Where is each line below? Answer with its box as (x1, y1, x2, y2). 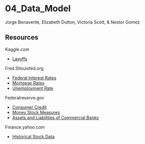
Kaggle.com (5, 46, 29, 52)
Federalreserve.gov (5, 95, 44, 100)
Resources (5, 33, 39, 42)
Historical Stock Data (12, 133, 55, 140)
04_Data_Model (5, 3, 71, 14)
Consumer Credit (12, 104, 47, 110)
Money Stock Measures (12, 109, 60, 115)
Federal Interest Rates (12, 74, 57, 81)
